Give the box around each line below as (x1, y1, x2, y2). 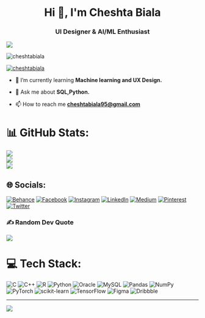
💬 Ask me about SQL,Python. (15, 88, 90, 96)
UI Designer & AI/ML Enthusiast (55, 28, 150, 36)
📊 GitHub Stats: (6, 126, 90, 140)
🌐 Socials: (6, 180, 46, 190)
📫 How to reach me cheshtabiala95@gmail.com (15, 100, 140, 108)
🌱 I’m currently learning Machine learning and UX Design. (15, 77, 162, 84)
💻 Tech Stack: (6, 257, 82, 270)
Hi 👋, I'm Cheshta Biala (44, 6, 161, 20)
